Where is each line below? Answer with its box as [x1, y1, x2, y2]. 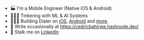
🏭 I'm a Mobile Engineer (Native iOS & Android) [10, 5, 112, 11]
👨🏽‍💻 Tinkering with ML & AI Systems [10, 13, 88, 18]
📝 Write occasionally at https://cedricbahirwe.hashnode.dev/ [10, 24, 139, 29]
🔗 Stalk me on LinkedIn [10, 29, 59, 35]
